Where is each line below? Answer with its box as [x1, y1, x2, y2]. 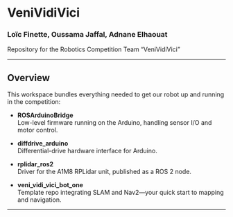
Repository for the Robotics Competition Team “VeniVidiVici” [7, 45, 180, 53]
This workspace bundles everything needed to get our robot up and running [7, 90, 225, 98]
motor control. [17, 126, 58, 134]
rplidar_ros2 [17, 160, 54, 168]
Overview [7, 71, 51, 84]
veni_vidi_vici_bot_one [17, 181, 83, 189]
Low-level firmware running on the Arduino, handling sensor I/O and [17, 119, 212, 127]
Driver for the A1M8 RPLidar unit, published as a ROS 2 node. [17, 168, 192, 176]
